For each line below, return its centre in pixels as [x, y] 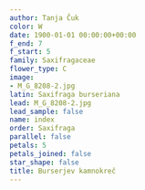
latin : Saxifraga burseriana [65, 94]
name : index [32, 120]
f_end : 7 [26, 43]
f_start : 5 [30, 52]
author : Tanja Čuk [44, 18]
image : [22, 78]
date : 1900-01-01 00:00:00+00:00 [73, 35]
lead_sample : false [47, 111]
